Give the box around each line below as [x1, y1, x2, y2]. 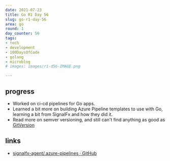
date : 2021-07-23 [5, 7, 42, 13]
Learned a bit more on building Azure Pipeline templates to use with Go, [12, 106, 163, 112]
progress [5, 87, 35, 96]
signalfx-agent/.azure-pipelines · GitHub [12, 150, 97, 156]
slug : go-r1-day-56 [5, 17, 47, 22]
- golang [5, 54, 24, 60]
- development [5, 45, 36, 50]
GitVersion [12, 122, 35, 128]
